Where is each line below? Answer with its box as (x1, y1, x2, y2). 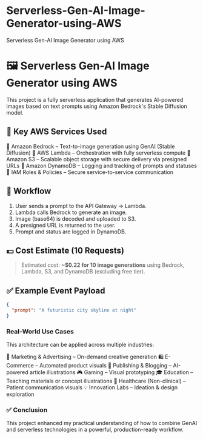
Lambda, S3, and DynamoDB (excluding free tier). (21, 268, 145, 275)
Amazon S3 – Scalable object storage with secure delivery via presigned (6, 155, 187, 163)
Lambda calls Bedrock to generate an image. (15, 209, 127, 216)
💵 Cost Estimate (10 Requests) (6, 245, 124, 255)
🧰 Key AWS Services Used (6, 127, 107, 137)
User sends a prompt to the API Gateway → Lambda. (15, 202, 147, 209)
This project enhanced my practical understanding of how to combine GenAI (6, 420, 198, 427)
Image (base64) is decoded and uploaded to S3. (15, 215, 136, 222)
